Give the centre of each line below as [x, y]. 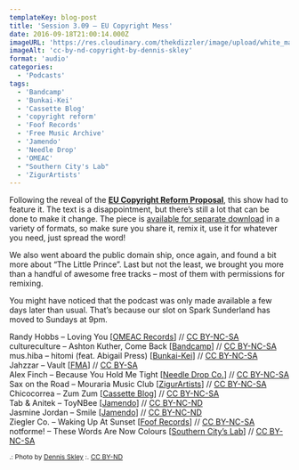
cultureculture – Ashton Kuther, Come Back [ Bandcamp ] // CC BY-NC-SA [143, 346]
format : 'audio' [39, 59]
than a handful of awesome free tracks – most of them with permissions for [147, 274]
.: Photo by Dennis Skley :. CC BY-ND [66, 458]
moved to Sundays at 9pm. [59, 320]
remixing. [26, 284]
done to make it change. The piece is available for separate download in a [145, 219]
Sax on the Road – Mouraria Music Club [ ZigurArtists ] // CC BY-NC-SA [138, 385]
